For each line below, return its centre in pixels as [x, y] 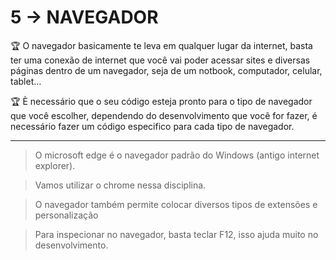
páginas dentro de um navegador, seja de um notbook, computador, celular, [166, 70]
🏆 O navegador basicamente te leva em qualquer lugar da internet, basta [161, 45]
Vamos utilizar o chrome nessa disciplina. [120, 185]
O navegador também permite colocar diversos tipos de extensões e [176, 204]
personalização [66, 215]
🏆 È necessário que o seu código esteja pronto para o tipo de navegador [161, 101]
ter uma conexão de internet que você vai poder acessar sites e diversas [160, 60]
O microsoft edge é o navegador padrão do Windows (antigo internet [177, 155]
